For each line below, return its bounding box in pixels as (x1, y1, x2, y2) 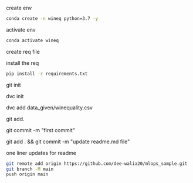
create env (6, 5, 32, 11)
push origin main (6, 171, 49, 177)
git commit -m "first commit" (6, 126, 75, 133)
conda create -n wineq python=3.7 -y (6, 16, 99, 22)
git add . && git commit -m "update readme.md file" (6, 138, 130, 145)
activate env (6, 26, 36, 33)
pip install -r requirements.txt (6, 71, 88, 77)
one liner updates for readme (6, 149, 76, 156)
